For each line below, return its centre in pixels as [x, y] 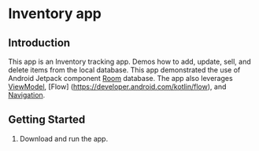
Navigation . [27, 95]
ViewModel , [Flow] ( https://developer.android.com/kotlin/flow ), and [117, 87]
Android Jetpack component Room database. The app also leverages [121, 78]
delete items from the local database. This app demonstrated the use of [124, 70]
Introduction [39, 43]
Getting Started [47, 120]
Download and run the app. [64, 138]
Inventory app [55, 14]
